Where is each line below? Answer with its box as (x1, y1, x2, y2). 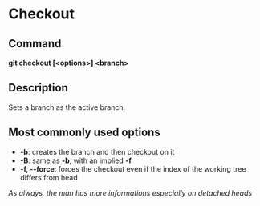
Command (8, 37, 62, 50)
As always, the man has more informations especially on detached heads (8, 188, 253, 197)
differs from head (19, 172, 78, 182)
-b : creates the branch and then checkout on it (19, 147, 175, 156)
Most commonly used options (8, 126, 160, 139)
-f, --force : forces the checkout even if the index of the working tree (19, 164, 246, 173)
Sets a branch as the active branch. (8, 102, 126, 112)
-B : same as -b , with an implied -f (19, 156, 132, 165)
